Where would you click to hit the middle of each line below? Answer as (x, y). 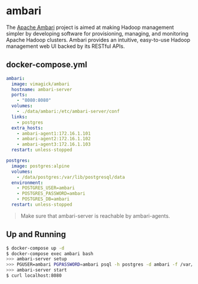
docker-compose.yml (47, 65)
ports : (19, 95)
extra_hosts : (27, 128)
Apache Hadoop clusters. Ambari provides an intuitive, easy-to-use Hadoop (98, 40)
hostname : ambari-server (42, 89)
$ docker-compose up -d (35, 248)
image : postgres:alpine (40, 166)
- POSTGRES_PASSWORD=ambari (51, 193)
